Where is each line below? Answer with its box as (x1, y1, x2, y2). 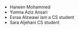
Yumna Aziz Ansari (9, 9, 47, 15)
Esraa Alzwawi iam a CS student (9, 15, 74, 20)
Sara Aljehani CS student (9, 19, 60, 25)
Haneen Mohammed (9, 4, 51, 10)
